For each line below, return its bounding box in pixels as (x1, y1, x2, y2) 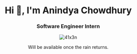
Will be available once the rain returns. (28, 44, 109, 50)
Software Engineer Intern (36, 23, 100, 30)
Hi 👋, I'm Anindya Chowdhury (5, 5, 132, 16)
